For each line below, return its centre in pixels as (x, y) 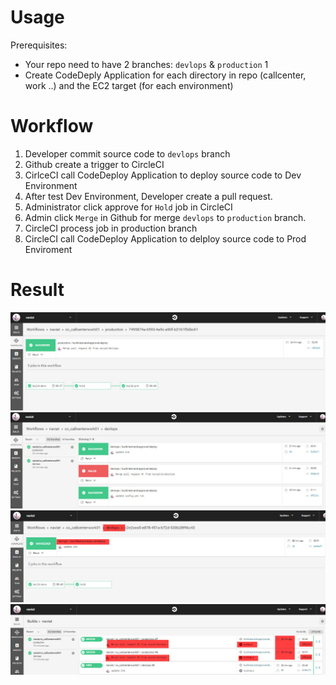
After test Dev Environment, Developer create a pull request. (148, 196)
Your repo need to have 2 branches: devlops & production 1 (146, 64)
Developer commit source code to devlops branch (127, 153)
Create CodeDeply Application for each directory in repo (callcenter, (165, 75)
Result (37, 290)
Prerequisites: (39, 45)
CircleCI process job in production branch (111, 228)
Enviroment (48, 249)
